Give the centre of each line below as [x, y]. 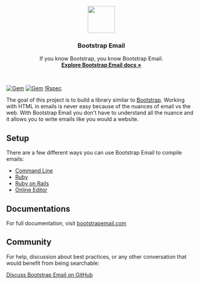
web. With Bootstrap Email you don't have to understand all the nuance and [100, 113]
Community [29, 242]
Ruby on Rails [32, 184]
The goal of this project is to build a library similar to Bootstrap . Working [96, 100]
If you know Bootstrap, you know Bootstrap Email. [101, 59]
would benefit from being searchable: [53, 263]
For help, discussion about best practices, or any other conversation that [96, 256]
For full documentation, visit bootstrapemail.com [66, 223]
